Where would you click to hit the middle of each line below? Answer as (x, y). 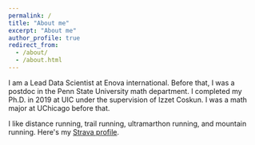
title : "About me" (39, 23)
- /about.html (39, 61)
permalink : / (30, 16)
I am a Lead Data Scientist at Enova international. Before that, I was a (122, 82)
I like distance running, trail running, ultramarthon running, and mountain (127, 123)
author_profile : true (44, 38)
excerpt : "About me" (43, 30)
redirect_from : (34, 45)
